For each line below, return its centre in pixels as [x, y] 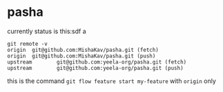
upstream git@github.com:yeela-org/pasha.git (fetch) [97, 62]
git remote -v [28, 44]
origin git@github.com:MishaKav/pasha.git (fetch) [83, 50]
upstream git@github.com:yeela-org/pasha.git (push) [96, 68]
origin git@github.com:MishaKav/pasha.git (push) [81, 56]
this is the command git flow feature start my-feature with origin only [111, 81]
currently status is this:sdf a [47, 31]
